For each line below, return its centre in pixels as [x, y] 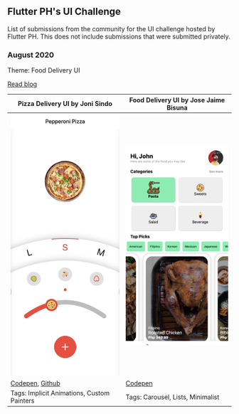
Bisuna [177, 107]
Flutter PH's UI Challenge [64, 12]
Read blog [22, 84]
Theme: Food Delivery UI [44, 70]
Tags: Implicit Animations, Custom [60, 393]
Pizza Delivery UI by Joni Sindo [65, 104]
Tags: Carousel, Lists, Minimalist [172, 397]
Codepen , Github [35, 383]
